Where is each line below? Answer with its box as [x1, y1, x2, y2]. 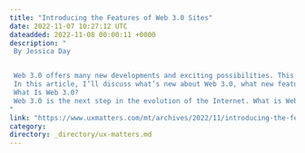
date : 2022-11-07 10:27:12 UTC [9, 22, 128, 31]
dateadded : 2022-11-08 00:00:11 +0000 [9, 30, 156, 39]
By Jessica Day [13, 47, 71, 56]
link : [9, 113, 30, 122]
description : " [9, 38, 67, 48]
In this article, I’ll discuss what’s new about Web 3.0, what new [13, 80, 274, 89]
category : [9, 121, 47, 131]
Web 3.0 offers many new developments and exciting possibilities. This [13, 72, 295, 81]
